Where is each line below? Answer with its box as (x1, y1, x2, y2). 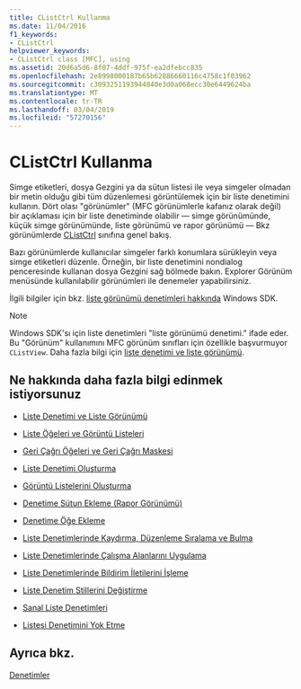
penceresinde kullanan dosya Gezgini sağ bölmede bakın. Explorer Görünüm (9, 266, 293, 277)
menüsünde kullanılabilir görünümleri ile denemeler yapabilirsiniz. (9, 276, 252, 287)
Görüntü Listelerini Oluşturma (22, 480, 132, 490)
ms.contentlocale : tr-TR (9, 96, 102, 106)
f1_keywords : (9, 30, 58, 39)
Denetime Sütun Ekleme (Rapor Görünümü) (22, 498, 182, 508)
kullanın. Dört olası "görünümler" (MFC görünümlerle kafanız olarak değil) (9, 201, 281, 212)
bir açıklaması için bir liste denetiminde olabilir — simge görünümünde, (9, 210, 271, 221)
